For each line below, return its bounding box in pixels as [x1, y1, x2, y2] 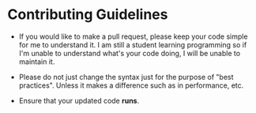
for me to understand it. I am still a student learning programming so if [18, 40, 247, 49]
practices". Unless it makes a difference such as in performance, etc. [18, 81, 244, 90]
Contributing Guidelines [7, 6, 168, 24]
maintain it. [18, 57, 55, 66]
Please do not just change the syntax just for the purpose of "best [18, 72, 234, 81]
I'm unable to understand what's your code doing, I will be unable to [18, 48, 241, 58]
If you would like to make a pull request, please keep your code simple [18, 32, 248, 41]
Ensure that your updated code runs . [18, 96, 140, 105]
